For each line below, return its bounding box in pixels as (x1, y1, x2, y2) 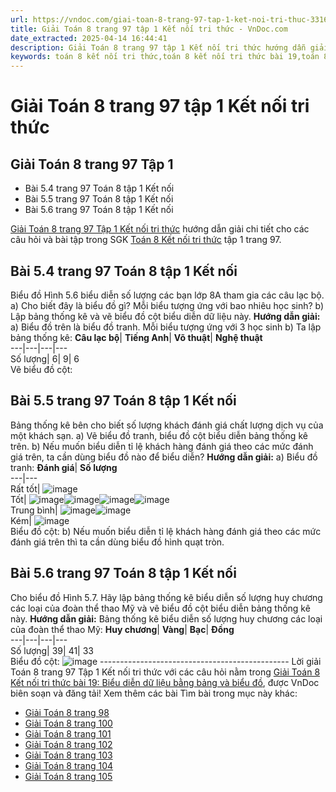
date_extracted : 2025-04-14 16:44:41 (10, 33, 168, 43)
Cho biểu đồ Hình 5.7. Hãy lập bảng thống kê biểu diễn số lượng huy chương (10, 591, 323, 603)
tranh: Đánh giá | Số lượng (10, 461, 118, 473)
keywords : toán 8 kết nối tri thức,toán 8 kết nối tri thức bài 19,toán (10, 52, 320, 62)
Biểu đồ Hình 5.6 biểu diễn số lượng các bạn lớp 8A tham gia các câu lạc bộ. (10, 289, 325, 301)
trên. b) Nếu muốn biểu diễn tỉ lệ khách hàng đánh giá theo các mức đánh (10, 440, 314, 452)
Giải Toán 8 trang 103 (24, 749, 113, 761)
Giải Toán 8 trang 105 (24, 770, 113, 782)
